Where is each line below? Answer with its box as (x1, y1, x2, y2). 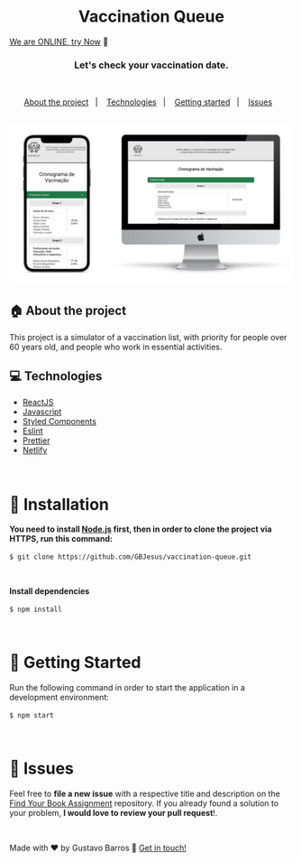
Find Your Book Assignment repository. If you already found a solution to (9, 798, 279, 809)
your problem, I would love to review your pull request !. (9, 808, 218, 819)
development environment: (9, 692, 110, 703)
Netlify (22, 445, 48, 456)
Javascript (22, 406, 62, 417)
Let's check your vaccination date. (73, 59, 230, 71)
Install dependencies (9, 586, 90, 597)
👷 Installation (9, 494, 110, 514)
